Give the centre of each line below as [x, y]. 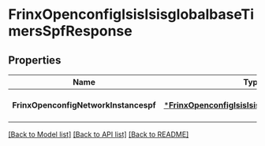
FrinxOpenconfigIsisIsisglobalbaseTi [131, 15]
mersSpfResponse [70, 31]
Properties [35, 60]
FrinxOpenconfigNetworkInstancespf [84, 105]
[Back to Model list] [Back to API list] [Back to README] [99, 134]
